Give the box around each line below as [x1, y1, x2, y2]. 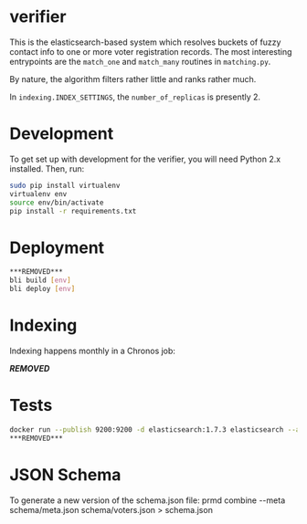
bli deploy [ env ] [9, 285, 76, 294]
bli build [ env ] [9, 276, 71, 285]
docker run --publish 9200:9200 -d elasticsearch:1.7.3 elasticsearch [9, 424, 284, 435]
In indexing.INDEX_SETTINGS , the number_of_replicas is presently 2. [9, 91, 261, 102]
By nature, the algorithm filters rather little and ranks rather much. [9, 73, 257, 84]
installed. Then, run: [9, 162, 85, 174]
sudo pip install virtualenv [9, 181, 121, 190]
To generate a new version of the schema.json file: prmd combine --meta [9, 495, 286, 506]
